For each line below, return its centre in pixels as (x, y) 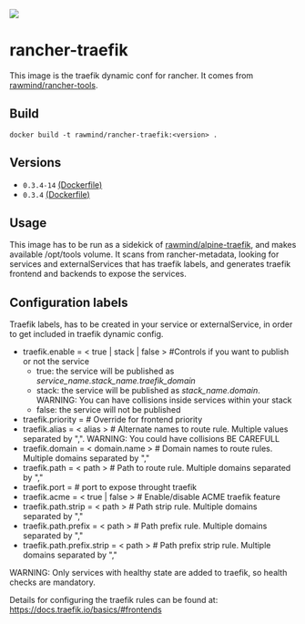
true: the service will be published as (105, 371)
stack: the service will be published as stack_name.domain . (148, 391)
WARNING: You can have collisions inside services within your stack (164, 400)
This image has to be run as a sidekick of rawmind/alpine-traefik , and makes (153, 245)
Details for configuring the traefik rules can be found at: (114, 600)
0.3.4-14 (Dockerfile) (62, 184)
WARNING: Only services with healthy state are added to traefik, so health (148, 573)
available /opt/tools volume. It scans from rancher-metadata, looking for (144, 254)
